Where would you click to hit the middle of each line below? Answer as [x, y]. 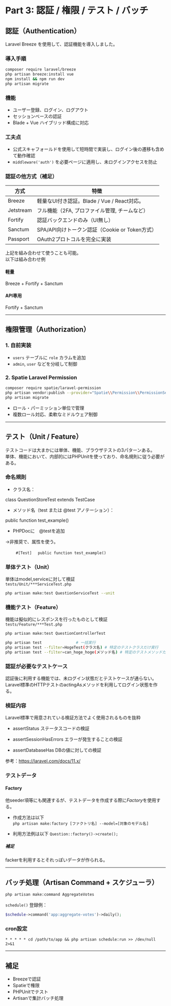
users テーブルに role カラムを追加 [49, 357]
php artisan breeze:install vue [39, 75]
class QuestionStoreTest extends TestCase [50, 499]
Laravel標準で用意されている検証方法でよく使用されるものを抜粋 [73, 717]
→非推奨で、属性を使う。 [32, 541]
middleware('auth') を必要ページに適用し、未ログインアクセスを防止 [85, 162]
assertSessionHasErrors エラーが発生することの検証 [68, 739]
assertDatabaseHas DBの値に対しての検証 [57, 750]
